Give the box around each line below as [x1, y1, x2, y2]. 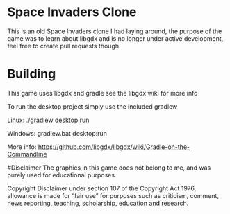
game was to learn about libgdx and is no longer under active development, [7, 34, 224, 42]
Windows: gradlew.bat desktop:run [7, 129, 108, 137]
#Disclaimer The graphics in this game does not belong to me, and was [7, 163, 211, 172]
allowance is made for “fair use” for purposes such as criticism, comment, [7, 191, 219, 199]
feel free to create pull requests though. [7, 42, 121, 50]
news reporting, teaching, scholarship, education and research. [7, 199, 189, 207]
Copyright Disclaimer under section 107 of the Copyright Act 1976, [7, 184, 197, 193]
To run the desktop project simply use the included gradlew [7, 102, 178, 111]
